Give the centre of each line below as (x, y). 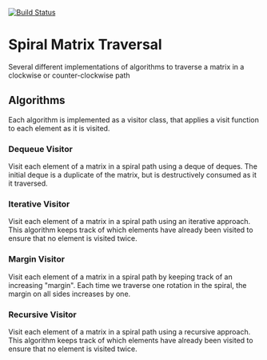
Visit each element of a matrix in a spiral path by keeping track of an (121, 277)
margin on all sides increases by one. (70, 294)
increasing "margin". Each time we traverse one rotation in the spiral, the (128, 285)
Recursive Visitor (43, 314)
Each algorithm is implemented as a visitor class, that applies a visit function (134, 119)
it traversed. (28, 183)
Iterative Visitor (39, 204)
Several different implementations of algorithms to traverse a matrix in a (126, 66)
